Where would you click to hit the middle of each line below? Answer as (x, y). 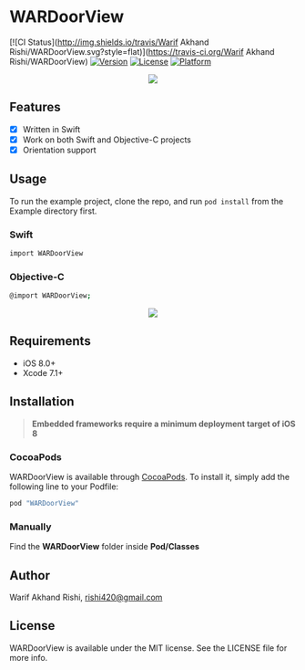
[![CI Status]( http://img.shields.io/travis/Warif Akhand (109, 42)
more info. (29, 657)
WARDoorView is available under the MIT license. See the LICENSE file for (148, 648)
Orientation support (60, 150)
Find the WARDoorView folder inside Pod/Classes (105, 547)
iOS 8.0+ (39, 363)
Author (30, 576)
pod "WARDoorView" (44, 504)
